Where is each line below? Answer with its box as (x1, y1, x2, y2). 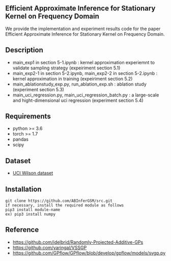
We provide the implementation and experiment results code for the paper (5, 25, 161, 32)
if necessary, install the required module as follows (5, 203, 124, 208)
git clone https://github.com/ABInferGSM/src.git (5, 198, 113, 203)
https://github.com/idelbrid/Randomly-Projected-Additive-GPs (12, 239, 144, 245)
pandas (12, 136, 29, 142)
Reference (5, 225, 39, 234)
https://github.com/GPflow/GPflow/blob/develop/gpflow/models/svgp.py (12, 250, 166, 256)
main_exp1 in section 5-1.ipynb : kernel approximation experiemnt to (12, 59, 155, 65)
